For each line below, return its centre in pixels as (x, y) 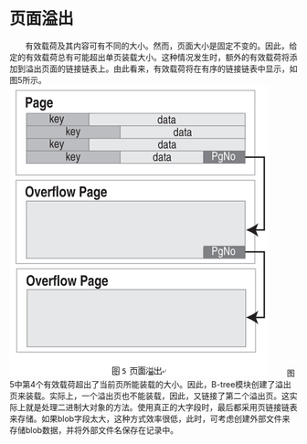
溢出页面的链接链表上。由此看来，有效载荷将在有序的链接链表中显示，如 (161, 69)
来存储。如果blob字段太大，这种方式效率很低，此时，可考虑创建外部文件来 (150, 418)
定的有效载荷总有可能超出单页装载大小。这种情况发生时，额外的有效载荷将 (149, 57)
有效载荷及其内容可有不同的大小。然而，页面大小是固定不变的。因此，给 (161, 46)
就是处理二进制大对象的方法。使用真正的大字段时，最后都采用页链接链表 (161, 407)
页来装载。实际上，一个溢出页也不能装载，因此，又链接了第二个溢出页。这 (149, 396)
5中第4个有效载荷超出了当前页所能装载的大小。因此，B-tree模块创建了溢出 (150, 384)
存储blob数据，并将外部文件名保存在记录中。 (94, 429)
